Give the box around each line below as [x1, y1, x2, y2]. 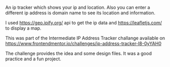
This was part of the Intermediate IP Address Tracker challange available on [5, 35, 165, 41]
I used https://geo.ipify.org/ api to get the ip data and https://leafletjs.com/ [5, 20, 162, 26]
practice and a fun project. [5, 56, 61, 62]
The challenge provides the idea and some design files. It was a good [5, 51, 152, 56]
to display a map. [5, 25, 42, 31]
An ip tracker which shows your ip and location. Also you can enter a [5, 5, 150, 10]
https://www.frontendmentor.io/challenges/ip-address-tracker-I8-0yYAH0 [5, 40, 162, 47]
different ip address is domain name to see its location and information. [5, 10, 155, 16]
